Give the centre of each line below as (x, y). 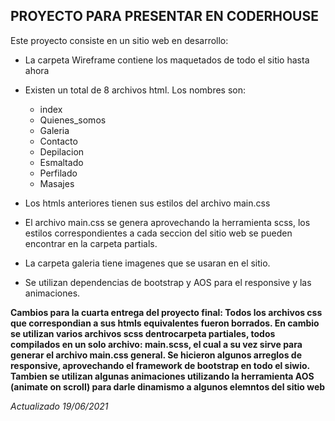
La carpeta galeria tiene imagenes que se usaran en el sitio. (147, 263)
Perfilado (58, 173)
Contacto (58, 141)
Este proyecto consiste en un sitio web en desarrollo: (119, 40)
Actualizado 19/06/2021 (59, 406)
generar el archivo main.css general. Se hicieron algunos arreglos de (156, 355)
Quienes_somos (73, 120)
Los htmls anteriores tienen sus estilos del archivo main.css (147, 203)
